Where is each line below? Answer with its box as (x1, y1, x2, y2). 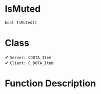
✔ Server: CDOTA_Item (5, 54, 52, 60)
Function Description (5, 78, 96, 89)
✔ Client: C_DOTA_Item (5, 60, 54, 66)
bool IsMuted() (5, 20, 37, 25)
